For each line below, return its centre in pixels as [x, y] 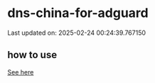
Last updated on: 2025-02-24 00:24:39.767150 [77, 33]
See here [21, 72]
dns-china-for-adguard [78, 13]
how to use [32, 55]
